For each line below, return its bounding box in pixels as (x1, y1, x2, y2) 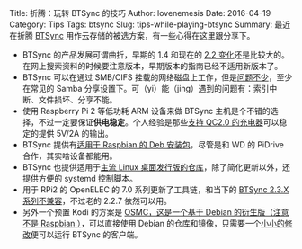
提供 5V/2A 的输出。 (38, 129, 114, 138)
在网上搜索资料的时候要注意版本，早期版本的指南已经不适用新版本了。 (22, 61, 283, 71)
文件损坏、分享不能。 (38, 94, 118, 105)
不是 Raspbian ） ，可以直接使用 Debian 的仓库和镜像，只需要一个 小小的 (22, 218, 285, 228)
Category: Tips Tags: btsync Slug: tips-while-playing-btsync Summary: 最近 (9, 19, 290, 30)
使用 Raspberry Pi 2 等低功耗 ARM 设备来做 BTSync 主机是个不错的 (22, 106, 271, 116)
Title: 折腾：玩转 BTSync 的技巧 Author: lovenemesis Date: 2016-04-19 (9, 8, 271, 18)
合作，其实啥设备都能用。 (22, 151, 118, 161)
